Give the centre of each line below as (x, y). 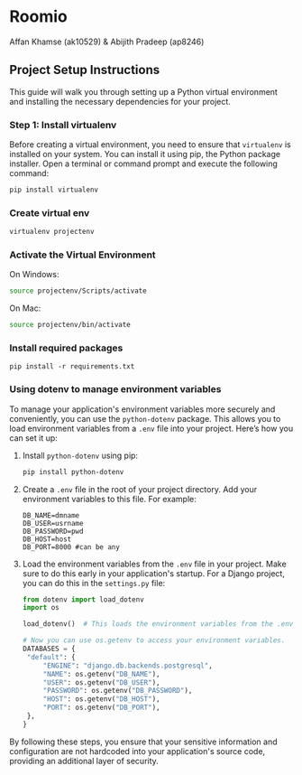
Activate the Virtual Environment (82, 255)
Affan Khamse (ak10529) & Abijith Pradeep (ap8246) (107, 42)
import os (41, 608)
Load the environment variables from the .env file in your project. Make (154, 564)
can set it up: (34, 438)
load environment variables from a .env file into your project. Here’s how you (151, 428)
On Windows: (34, 275)
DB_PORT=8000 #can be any (71, 547)
